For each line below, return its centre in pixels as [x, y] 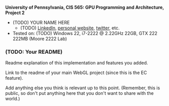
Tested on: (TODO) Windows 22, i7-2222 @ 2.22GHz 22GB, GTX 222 [85, 33]
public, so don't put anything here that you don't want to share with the [79, 93]
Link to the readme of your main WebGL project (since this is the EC [76, 73]
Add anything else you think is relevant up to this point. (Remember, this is [83, 88]
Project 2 [15, 13]
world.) [13, 99]
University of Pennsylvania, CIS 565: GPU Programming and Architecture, [84, 7]
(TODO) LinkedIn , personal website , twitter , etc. [70, 28]
